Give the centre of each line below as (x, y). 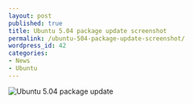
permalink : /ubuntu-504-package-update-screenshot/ (96, 38)
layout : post (30, 16)
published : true (35, 23)
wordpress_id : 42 (37, 46)
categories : (28, 53)
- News (19, 61)
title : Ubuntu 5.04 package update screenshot (88, 31)
